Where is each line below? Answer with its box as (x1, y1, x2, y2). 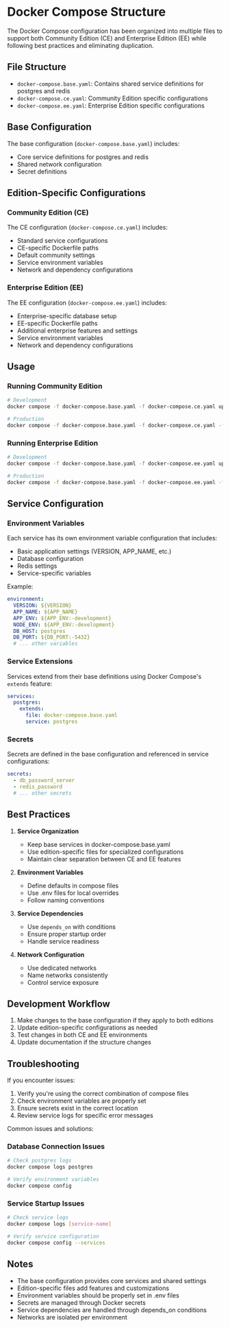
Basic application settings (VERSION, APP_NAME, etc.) (16, 547, 172, 555)
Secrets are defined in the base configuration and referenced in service (7, 750, 209, 758)
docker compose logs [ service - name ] (7, 1221, 112, 1228)
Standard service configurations (16, 237, 108, 245)
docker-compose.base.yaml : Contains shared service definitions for (16, 80, 204, 88)
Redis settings (16, 562, 57, 570)
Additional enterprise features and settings (16, 326, 138, 335)
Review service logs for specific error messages (16, 1112, 154, 1120)
